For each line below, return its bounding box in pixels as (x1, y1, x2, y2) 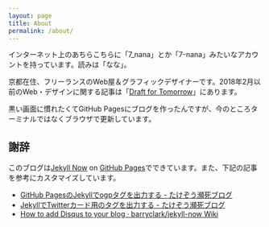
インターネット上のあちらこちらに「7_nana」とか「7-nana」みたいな (8, 50, 238, 60)
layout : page (8, 11, 52, 20)
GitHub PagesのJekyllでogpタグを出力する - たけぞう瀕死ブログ (19, 190, 233, 200)
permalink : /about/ (8, 27, 74, 35)
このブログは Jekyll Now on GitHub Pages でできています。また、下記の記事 (8, 163, 258, 173)
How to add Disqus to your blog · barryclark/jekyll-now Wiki (19, 209, 219, 219)
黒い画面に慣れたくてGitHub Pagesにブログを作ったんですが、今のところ (8, 104, 251, 113)
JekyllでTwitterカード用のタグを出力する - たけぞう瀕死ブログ (19, 200, 226, 210)
